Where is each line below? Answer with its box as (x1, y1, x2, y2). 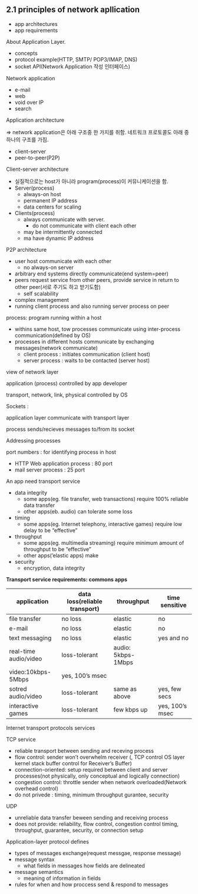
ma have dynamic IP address (23, 235, 94, 242)
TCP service (6, 736, 37, 743)
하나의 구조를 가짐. (6, 136, 49, 143)
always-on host (23, 190, 61, 197)
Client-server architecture (6, 165, 69, 173)
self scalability (23, 290, 59, 297)
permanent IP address (23, 197, 78, 204)
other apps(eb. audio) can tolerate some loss (23, 508, 133, 515)
